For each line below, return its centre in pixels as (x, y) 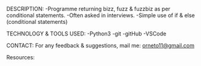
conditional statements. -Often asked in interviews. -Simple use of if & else (100, 15)
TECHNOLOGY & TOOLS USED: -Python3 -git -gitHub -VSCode (86, 34)
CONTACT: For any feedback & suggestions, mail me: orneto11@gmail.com (100, 46)
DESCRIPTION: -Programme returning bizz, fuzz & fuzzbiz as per (88, 9)
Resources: (21, 57)
